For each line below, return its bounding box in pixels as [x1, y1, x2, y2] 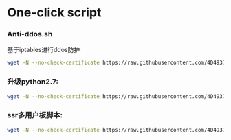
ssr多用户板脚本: [7, 110, 63, 120]
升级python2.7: [7, 77, 59, 86]
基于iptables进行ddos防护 [7, 46, 80, 54]
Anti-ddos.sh [7, 30, 53, 39]
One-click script [7, 5, 102, 21]
